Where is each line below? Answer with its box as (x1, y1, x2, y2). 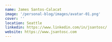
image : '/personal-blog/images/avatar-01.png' (5, 12, 101, 16)
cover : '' (5, 16, 25, 21)
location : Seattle (5, 20, 42, 26)
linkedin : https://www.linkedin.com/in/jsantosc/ (5, 25, 108, 30)
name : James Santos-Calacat (5, 7, 62, 12)
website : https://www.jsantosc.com (5, 29, 77, 34)
